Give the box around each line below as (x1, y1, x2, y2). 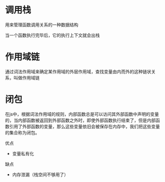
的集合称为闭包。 (5, 129, 40, 136)
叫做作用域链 (13, 74, 40, 80)
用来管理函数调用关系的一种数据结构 (5, 22, 79, 28)
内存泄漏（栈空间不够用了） (12, 171, 69, 178)
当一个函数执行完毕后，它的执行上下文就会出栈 (5, 32, 100, 38)
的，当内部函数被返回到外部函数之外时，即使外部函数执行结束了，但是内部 (5, 117, 156, 123)
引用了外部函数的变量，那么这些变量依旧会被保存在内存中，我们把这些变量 (9, 123, 160, 129)
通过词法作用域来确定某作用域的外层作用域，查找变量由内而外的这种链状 (5, 69, 151, 74)
